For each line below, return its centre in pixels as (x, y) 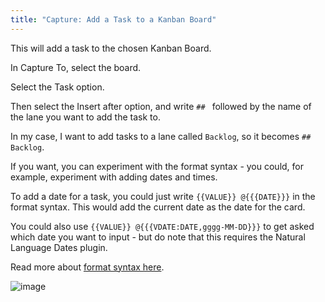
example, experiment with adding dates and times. (114, 177)
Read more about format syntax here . (87, 267)
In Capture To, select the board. (76, 67)
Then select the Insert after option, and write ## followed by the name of (161, 106)
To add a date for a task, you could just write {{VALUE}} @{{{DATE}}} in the (163, 196)
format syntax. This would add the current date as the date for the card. (158, 207)
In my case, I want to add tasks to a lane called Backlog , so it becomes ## (161, 136)
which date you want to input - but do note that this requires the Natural (158, 237)
